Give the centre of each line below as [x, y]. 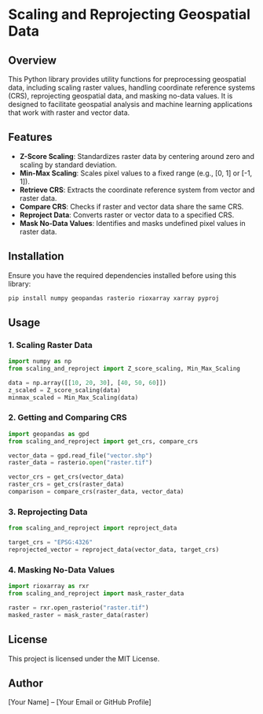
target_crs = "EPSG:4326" [50, 542]
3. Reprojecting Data [48, 512]
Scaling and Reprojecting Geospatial [130, 15]
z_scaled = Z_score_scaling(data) [65, 390]
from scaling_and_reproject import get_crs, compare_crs [103, 441]
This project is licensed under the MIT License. [84, 658]
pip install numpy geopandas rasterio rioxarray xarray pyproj [114, 298]
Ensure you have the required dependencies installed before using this [122, 275]
